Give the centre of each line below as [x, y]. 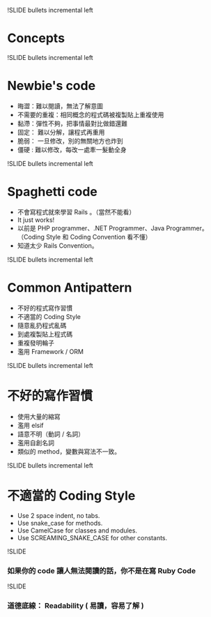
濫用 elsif [30, 425]
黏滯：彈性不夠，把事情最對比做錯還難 [72, 123]
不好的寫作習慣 [50, 395]
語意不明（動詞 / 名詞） [51, 434]
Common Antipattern [70, 288]
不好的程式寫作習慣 [45, 308]
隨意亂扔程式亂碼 [42, 325]
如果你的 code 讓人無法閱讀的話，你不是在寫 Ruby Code [102, 570]
